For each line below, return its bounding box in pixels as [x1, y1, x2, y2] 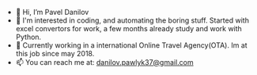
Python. [15, 32, 42, 41]
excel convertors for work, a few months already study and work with [15, 24, 243, 33]
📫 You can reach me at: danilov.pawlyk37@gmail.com [15, 58, 194, 66]
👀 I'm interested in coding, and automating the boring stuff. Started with [15, 16, 249, 25]
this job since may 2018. [15, 49, 95, 58]
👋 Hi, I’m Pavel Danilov [15, 8, 89, 16]
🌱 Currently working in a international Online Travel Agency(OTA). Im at [15, 41, 248, 50]
